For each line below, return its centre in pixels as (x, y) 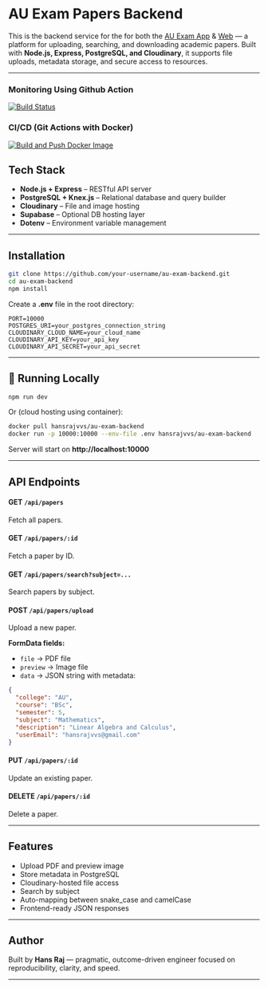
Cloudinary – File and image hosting (79, 206)
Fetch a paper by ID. (41, 556)
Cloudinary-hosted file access (69, 883)
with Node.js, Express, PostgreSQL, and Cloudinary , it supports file (120, 53)
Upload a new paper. (43, 628)
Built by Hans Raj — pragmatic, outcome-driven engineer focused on (122, 960)
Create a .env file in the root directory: (71, 304)
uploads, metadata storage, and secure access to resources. (108, 61)
